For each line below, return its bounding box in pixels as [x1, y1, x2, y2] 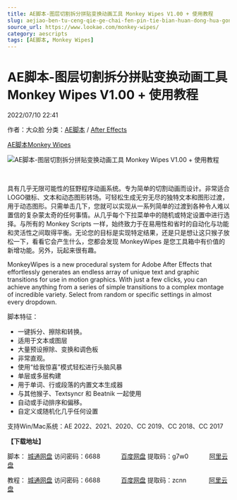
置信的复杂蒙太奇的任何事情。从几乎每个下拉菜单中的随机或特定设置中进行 [7, 211, 224, 219]
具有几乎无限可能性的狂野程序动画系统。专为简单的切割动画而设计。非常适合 [7, 185, 230, 193]
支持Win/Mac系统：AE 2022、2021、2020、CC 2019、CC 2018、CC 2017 [7, 422, 224, 431]
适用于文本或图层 [17, 337, 68, 345]
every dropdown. [7, 298, 57, 306]
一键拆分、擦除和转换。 [17, 327, 86, 336]
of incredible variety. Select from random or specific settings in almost [7, 291, 212, 299]
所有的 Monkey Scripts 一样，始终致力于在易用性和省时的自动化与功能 [25, 220, 229, 228]
